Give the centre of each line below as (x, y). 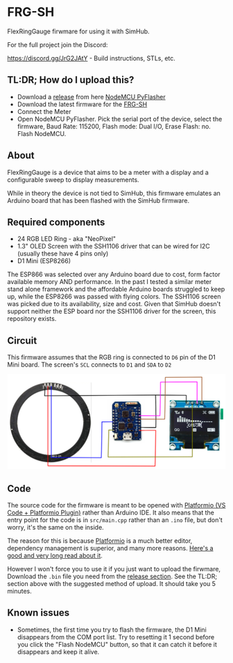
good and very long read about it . (55, 555)
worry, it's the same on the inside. (55, 528)
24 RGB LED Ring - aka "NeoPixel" (67, 239)
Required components (56, 222)
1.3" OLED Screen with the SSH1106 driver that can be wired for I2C (113, 246)
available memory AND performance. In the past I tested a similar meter (110, 282)
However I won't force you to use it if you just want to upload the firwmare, (114, 569)
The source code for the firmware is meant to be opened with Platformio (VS (116, 505)
